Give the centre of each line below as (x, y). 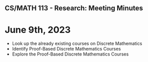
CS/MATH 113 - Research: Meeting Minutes (74, 8)
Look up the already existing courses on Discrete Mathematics (77, 43)
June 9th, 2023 (38, 30)
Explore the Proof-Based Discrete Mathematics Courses (70, 54)
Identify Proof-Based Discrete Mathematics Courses (66, 49)
